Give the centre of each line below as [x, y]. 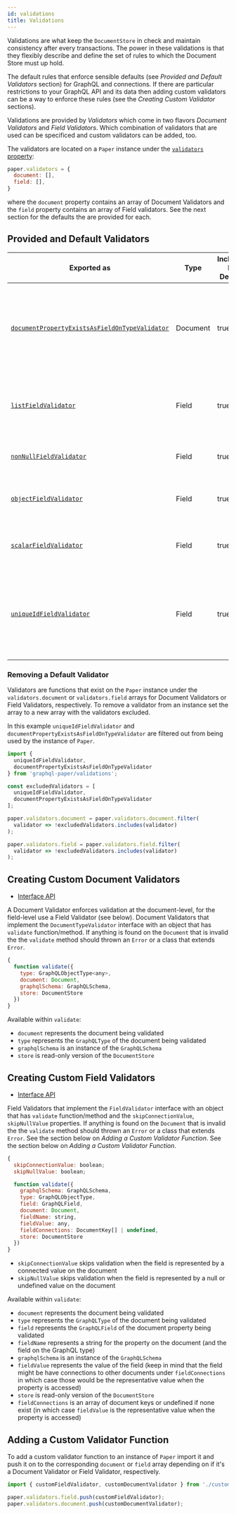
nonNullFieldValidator [48, 456]
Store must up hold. [36, 63]
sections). [22, 106]
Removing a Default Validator [58, 674]
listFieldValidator [43, 405]
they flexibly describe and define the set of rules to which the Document [112, 55]
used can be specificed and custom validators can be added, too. [102, 135]
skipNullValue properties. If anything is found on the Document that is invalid [117, 1123]
